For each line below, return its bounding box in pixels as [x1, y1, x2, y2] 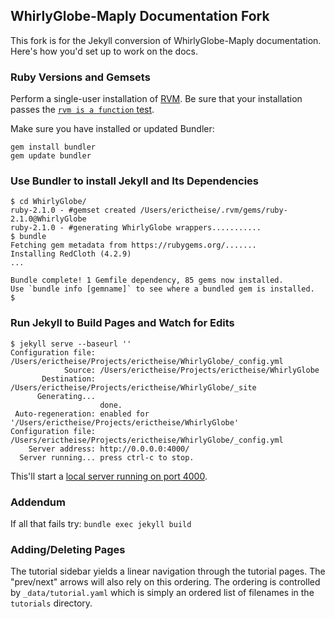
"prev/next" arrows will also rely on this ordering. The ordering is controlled [10, 576, 321, 588]
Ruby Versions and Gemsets [10, 70, 151, 84]
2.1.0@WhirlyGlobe [10, 214, 87, 224]
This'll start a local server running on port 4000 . [10, 470, 208, 482]
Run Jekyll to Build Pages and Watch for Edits [10, 316, 235, 330]
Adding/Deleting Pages [10, 542, 126, 556]
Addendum [10, 495, 66, 509]
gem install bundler [10, 142, 97, 153]
